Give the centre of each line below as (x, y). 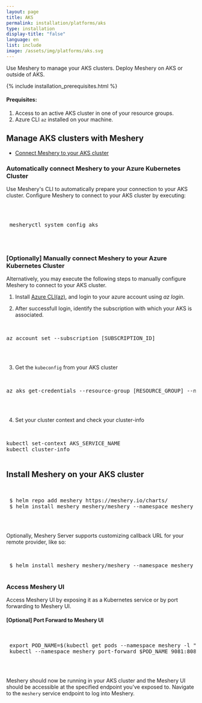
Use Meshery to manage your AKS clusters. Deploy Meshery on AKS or (95, 68)
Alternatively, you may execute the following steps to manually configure (96, 279)
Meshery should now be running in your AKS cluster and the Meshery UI (96, 680)
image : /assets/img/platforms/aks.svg (55, 51)
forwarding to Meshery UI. (39, 606)
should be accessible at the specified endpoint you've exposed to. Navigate (100, 687)
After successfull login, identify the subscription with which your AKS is (103, 309)
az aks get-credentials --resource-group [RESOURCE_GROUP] (95, 391)
